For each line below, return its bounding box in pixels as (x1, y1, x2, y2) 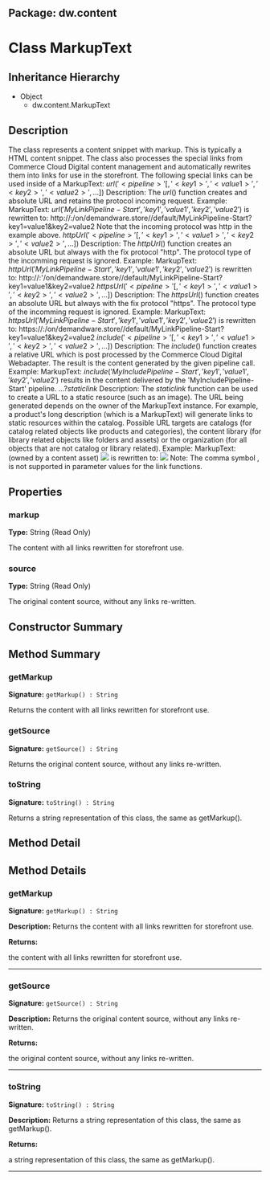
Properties (8, 485, 63, 499)
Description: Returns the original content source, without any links (8, 1014, 229, 1023)
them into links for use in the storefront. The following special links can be (8, 170, 253, 180)
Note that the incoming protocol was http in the (96, 222, 253, 231)
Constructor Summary (8, 620, 123, 634)
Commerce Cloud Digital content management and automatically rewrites (8, 162, 252, 172)
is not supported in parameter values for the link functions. (8, 462, 202, 472)
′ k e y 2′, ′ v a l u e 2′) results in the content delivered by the (8, 375, 186, 385)
